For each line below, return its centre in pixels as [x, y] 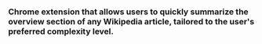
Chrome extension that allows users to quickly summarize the [128, 12]
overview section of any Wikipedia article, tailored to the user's [131, 21]
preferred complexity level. [61, 31]
